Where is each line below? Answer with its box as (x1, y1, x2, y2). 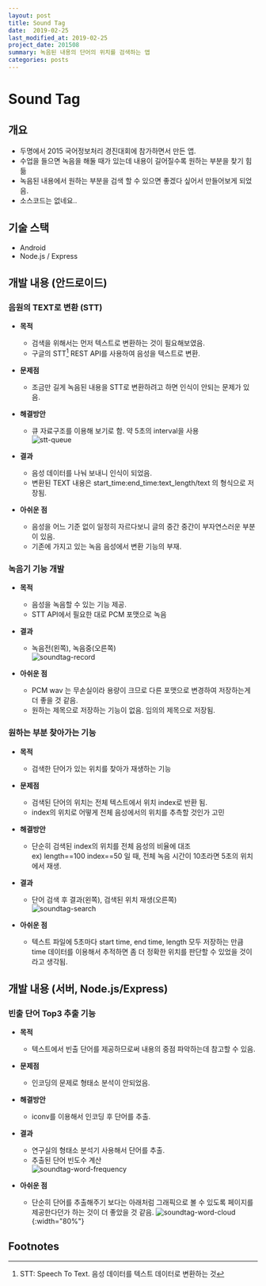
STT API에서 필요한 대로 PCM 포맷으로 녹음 (31, 610, 167, 619)
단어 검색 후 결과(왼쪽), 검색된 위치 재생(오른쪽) (31, 895, 177, 904)
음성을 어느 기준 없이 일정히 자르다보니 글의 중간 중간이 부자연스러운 (31, 522, 241, 532)
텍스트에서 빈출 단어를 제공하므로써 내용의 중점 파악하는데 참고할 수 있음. (31, 1045, 256, 1054)
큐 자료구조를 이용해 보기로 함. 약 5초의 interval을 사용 (31, 426, 199, 436)
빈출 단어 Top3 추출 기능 (8, 1007, 97, 1018)
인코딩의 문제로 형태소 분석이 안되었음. (31, 1078, 150, 1088)
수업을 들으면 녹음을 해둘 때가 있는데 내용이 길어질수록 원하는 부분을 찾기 (19, 156, 244, 165)
